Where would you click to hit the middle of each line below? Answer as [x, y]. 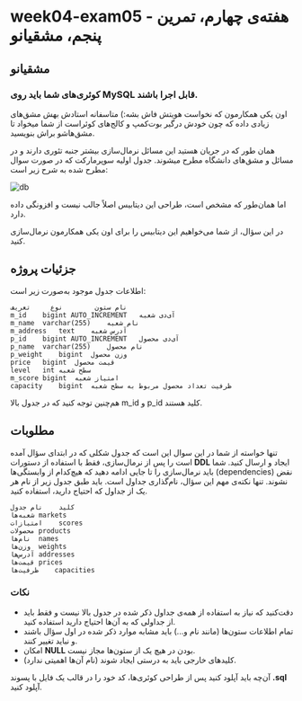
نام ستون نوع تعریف [69, 307]
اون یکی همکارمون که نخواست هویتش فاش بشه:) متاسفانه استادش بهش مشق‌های [149, 113]
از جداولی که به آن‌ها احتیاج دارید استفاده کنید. [99, 621]
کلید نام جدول [43, 507]
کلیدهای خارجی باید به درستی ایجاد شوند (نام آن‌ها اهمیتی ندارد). [130, 660]
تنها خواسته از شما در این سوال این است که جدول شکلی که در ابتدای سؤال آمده [144, 452]
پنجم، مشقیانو [56, 35]
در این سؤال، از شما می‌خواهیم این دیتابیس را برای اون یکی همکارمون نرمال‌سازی [147, 231]
